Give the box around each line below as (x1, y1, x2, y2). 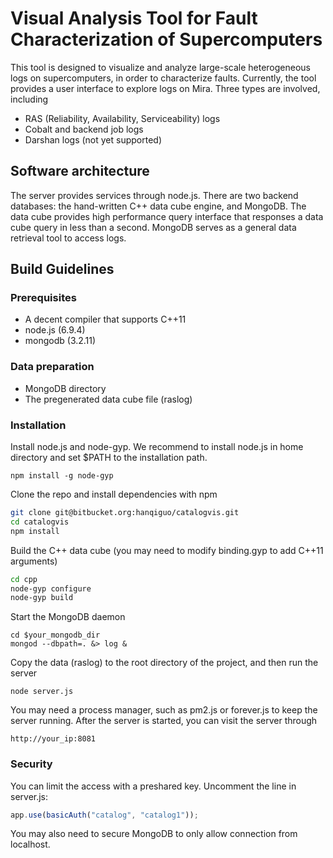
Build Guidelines (10, 261, 115, 278)
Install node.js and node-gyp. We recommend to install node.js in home (10, 441, 304, 453)
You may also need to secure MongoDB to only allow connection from (10, 828, 298, 840)
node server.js (10, 687, 74, 697)
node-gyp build (10, 593, 74, 603)
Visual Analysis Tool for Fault (10, 7, 258, 30)
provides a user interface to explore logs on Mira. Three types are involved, (10, 82, 321, 94)
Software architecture (10, 163, 150, 180)
